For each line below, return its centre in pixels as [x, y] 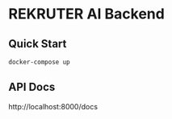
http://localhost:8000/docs [53, 106]
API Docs [32, 87]
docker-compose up [39, 62]
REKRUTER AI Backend [87, 14]
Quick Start [38, 44]
